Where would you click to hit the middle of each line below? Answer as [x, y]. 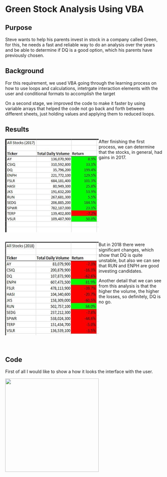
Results [17, 130]
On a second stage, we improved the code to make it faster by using [75, 103]
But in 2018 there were [122, 244]
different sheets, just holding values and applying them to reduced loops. [80, 114]
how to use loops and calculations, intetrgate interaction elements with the [82, 88]
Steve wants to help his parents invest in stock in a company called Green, [82, 39]
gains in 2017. [113, 157]
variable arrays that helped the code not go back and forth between [75, 109]
